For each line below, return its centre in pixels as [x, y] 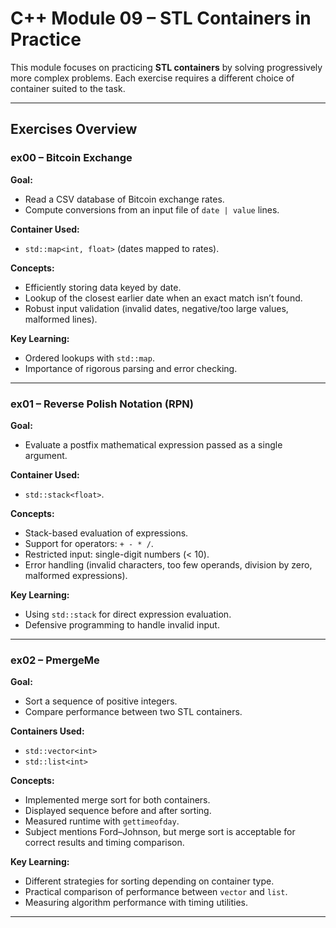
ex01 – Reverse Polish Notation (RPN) [102, 404]
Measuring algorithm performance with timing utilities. [136, 903]
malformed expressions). [76, 575]
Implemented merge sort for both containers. [117, 800]
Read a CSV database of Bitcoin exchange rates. [124, 199]
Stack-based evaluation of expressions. [106, 533]
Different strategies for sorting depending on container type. [149, 881]
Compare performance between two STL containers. [133, 712]
